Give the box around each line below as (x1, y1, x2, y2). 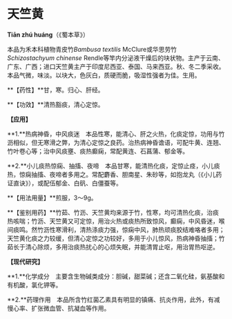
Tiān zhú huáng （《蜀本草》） (7, 30, 90, 39)
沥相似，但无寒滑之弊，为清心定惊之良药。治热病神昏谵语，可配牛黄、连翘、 (7, 138, 225, 146)
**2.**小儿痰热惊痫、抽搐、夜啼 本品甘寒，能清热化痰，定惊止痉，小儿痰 (7, 162, 220, 170)
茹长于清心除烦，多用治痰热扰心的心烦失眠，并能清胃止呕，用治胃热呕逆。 (7, 242, 219, 251)
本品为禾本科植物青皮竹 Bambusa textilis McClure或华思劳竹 (7, 45, 177, 53)
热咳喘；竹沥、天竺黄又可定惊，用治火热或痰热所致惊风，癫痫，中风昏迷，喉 (7, 217, 225, 225)
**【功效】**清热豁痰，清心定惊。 (7, 100, 105, 108)
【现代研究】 (7, 257, 43, 266)
